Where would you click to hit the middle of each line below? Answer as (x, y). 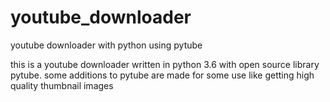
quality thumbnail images (62, 85)
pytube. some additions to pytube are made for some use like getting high (162, 75)
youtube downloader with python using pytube (106, 45)
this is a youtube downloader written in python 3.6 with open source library (165, 64)
